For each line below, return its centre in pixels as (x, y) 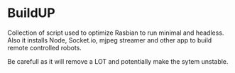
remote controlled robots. (44, 47)
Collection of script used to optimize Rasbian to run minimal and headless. (116, 33)
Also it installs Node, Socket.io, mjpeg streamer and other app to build (110, 40)
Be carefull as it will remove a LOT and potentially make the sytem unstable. (118, 61)
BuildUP (31, 13)
